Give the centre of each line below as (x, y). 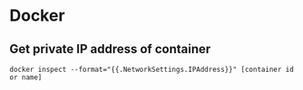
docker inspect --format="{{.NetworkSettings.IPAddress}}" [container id (152, 69)
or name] (26, 77)
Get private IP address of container (110, 49)
